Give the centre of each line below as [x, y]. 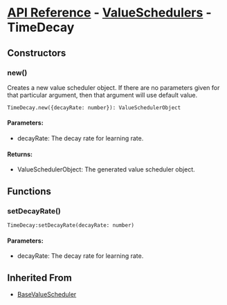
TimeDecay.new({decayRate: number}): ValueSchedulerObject [94, 108]
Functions [29, 191]
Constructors [37, 53]
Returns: [20, 154]
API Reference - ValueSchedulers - [110, 13]
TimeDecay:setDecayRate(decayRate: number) [71, 225]
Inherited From [40, 278]
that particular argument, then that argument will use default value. [102, 95]
